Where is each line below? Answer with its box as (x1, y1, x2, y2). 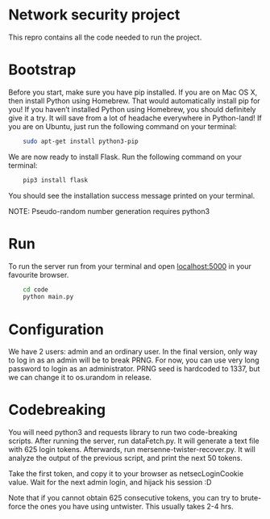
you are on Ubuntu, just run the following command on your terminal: (8, 121, 238, 131)
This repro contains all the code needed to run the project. (8, 32, 202, 42)
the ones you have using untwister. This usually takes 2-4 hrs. (27, 502, 234, 512)
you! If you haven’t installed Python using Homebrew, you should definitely (8, 104, 256, 114)
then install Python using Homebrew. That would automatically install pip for (8, 95, 260, 106)
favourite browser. (8, 270, 69, 279)
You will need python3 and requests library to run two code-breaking (8, 428, 238, 437)
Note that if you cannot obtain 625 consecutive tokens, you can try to (8, 493, 239, 503)
